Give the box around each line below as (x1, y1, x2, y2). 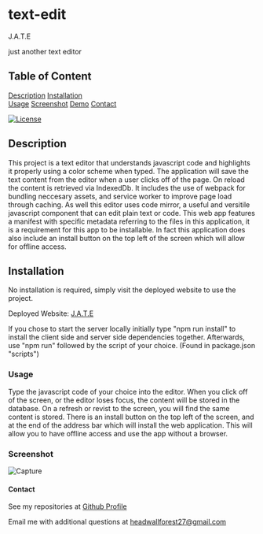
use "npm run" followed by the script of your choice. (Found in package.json (8, 341, 256, 350)
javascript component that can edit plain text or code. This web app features (8, 208, 255, 217)
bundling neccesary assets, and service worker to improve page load (8, 191, 232, 201)
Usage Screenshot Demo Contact (8, 98, 117, 108)
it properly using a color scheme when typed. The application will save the (8, 166, 249, 176)
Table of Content (8, 69, 92, 83)
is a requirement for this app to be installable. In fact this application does (8, 224, 246, 234)
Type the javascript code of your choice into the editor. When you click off (8, 387, 248, 396)
